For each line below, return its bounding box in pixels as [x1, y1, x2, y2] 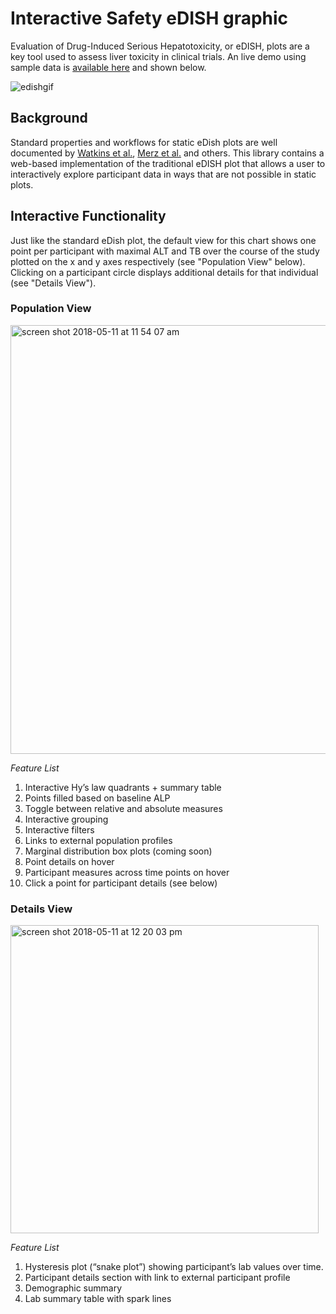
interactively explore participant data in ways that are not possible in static [10, 168, 317, 180]
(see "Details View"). [10, 277, 97, 289]
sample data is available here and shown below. [10, 61, 207, 73]
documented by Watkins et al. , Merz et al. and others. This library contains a [10, 147, 325, 159]
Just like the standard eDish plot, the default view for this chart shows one [10, 234, 317, 246]
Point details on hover [24, 855, 115, 867]
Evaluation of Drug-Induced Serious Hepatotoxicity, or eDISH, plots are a [10, 40, 310, 52]
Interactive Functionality [10, 208, 167, 225]
